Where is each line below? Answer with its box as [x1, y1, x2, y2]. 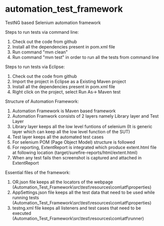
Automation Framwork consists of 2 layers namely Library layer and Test [12, 113, 159, 119]
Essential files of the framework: [5, 169, 71, 175]
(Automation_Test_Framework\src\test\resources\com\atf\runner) [12, 215, 144, 221]
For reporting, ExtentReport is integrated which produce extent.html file [12, 144, 157, 150]
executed [12, 210, 31, 216]
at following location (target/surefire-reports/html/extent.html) [12, 150, 138, 155]
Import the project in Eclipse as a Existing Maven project [12, 78, 126, 84]
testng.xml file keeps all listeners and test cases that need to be [12, 205, 141, 211]
